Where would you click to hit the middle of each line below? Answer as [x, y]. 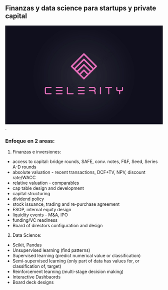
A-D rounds [24, 167]
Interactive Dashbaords [36, 277]
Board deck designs [33, 282]
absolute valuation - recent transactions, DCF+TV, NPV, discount [79, 172]
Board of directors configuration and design [57, 226]
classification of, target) [37, 266]
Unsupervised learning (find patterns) [51, 250]
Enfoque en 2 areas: [30, 141]
